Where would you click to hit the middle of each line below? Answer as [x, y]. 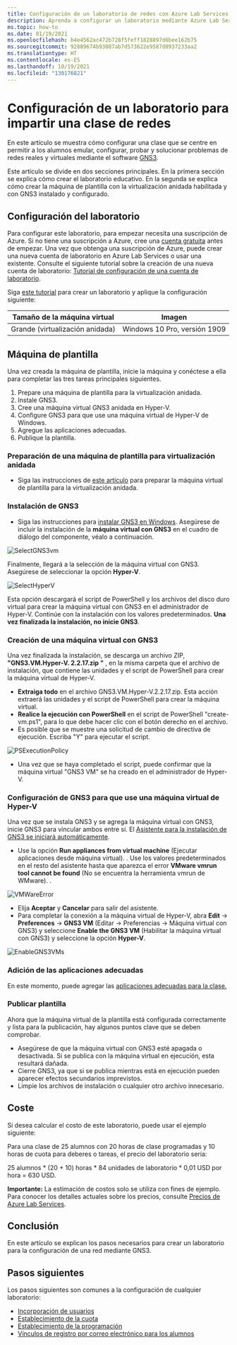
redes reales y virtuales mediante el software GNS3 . [83, 158]
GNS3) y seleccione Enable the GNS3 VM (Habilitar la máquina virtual [119, 931]
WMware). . [34, 881]
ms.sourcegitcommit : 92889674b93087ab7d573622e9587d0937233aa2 [102, 47]
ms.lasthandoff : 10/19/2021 [49, 67]
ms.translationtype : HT [42, 54]
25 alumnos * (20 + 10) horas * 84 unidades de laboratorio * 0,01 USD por [115, 1167]
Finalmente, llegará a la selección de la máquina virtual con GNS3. [103, 564]
